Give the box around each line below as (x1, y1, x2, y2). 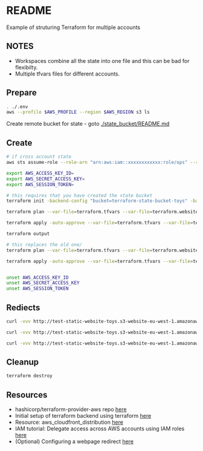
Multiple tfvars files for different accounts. (14, 70, 120, 77)
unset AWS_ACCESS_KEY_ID (6, 274, 69, 281)
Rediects (6, 302, 40, 313)
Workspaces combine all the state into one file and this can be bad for (14, 57, 190, 64)
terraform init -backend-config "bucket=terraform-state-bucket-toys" (6, 198, 188, 204)
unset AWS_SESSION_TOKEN (6, 285, 69, 292)
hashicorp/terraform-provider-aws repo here (14, 406, 127, 413)
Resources (6, 389, 48, 400)
